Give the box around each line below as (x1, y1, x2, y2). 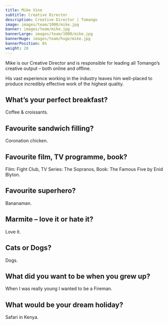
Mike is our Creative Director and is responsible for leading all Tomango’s (5, 60, 160, 66)
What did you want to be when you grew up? (5, 272, 151, 280)
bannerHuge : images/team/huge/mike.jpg (5, 36, 91, 42)
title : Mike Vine (5, 7, 43, 13)
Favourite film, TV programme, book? (5, 152, 127, 161)
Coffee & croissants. (5, 109, 48, 116)
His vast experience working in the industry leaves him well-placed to (5, 75, 153, 81)
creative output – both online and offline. (5, 65, 91, 71)
